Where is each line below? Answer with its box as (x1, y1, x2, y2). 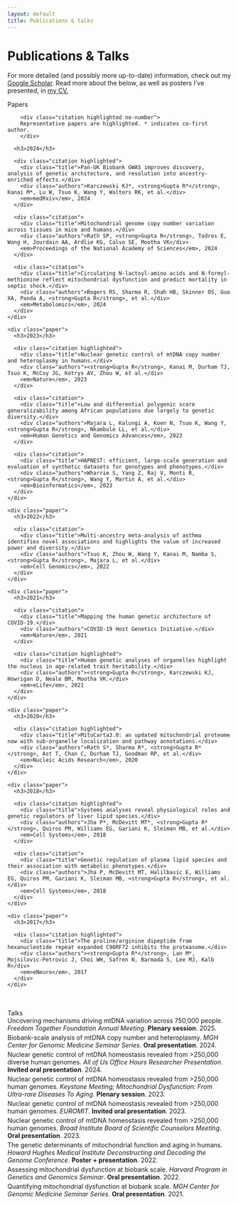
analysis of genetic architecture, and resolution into (7, 170, 176, 178)
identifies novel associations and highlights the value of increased (7, 538, 221, 545)
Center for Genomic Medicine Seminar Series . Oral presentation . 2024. (7, 1041, 217, 1050)
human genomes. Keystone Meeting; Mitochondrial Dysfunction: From (7, 1082, 213, 1091)
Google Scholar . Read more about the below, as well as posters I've (7, 79, 205, 88)
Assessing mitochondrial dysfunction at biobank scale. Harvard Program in (7, 1165, 227, 1174)
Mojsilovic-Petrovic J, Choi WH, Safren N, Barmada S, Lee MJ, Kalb (7, 956, 215, 963)
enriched (7, 176, 33, 184)
